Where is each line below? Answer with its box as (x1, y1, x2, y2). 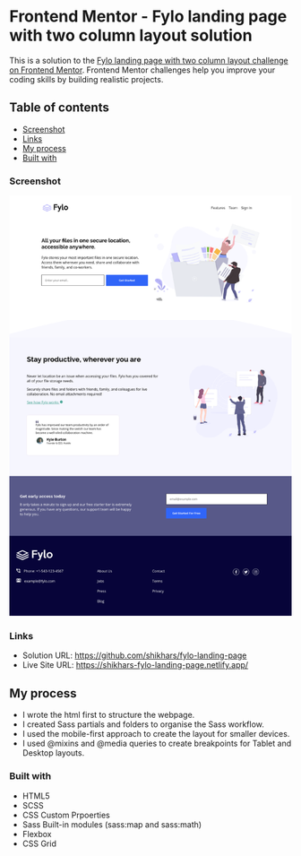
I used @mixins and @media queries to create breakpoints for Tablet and (21, 738, 292, 749)
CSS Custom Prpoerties (21, 809, 110, 820)
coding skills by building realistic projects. (9, 73, 164, 84)
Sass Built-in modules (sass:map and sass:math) (21, 818, 202, 830)
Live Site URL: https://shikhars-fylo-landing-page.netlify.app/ (21, 660, 249, 670)
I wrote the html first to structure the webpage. (21, 710, 195, 721)
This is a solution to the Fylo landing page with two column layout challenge (9, 55, 288, 65)
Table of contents (9, 100, 109, 116)
